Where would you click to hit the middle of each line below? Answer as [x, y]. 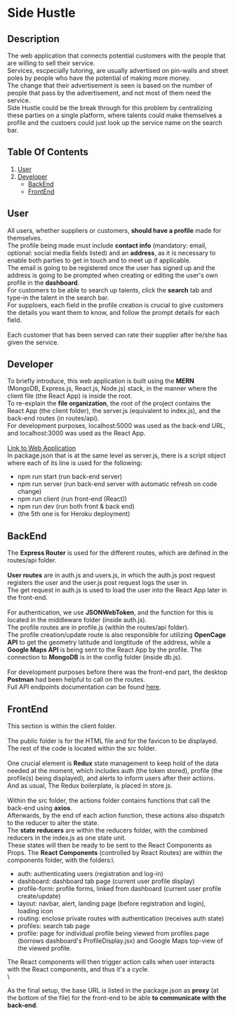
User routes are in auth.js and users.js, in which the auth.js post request [112, 575]
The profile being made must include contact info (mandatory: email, [107, 245]
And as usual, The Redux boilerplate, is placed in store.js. [90, 786]
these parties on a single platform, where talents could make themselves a [115, 115]
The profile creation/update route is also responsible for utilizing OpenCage [117, 635]
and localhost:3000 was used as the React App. [76, 433]
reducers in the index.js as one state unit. [67, 838]
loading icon [35, 911]
